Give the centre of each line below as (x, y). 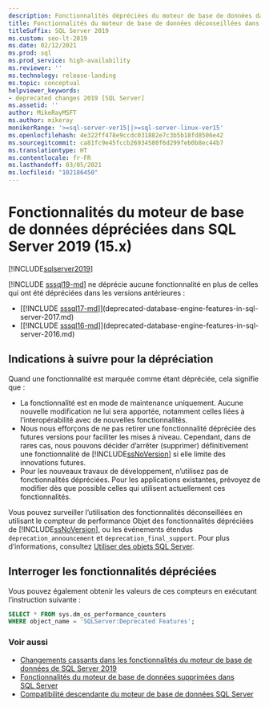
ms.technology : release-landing (62, 76)
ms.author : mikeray (41, 121)
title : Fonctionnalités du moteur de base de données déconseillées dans (134, 23)
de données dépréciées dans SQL (122, 229)
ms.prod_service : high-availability (69, 61)
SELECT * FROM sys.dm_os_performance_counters (87, 614)
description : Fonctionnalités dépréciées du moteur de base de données (130, 16)
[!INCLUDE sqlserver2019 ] (51, 268)
